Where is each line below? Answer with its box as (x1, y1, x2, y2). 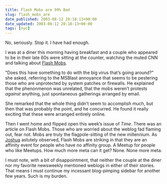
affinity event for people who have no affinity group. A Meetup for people (5, 142, 156, 148)
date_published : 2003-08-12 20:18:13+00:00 (5, 16, 97, 21)
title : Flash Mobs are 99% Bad (5, 7, 70, 12)
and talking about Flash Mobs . (5, 60, 67, 66)
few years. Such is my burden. (5, 173, 68, 179)
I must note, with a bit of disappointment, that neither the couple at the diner (5, 157, 162, 163)
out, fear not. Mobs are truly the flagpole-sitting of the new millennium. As (5, 131, 158, 137)
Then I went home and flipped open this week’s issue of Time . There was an (5, 121, 162, 127)
